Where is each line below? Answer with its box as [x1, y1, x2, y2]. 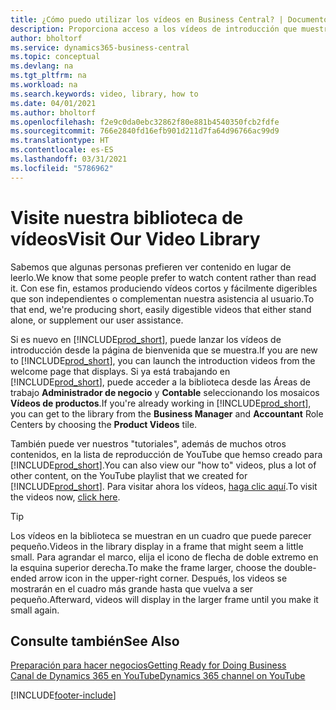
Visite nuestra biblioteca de [10, 206, 244, 229]
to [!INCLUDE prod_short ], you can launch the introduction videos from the [10, 354, 316, 366]
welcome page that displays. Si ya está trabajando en [10, 365, 231, 377]
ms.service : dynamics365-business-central [10, 42, 190, 53]
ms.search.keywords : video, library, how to [10, 89, 199, 99]
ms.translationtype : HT [10, 136, 110, 146]
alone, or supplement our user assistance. [10, 314, 184, 326]
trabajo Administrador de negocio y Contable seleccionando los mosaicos [10, 386, 320, 398]
